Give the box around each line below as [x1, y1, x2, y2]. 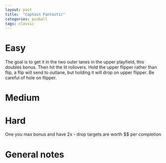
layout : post [5, 7, 32, 12]
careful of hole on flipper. [5, 75, 57, 81]
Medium [5, 92, 40, 103]
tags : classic [5, 21, 35, 26]
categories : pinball [5, 16, 48, 21]
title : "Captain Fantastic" [5, 12, 65, 17]
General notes [5, 149, 64, 160]
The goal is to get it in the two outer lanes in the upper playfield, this [5, 59, 145, 65]
